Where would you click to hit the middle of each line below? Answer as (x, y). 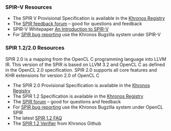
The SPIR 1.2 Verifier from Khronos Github (57, 123)
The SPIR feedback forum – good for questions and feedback (77, 24)
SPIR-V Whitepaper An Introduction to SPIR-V (61, 29)
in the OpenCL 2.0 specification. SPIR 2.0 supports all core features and (81, 70)
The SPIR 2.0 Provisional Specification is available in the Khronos (81, 85)
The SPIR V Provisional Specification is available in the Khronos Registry (89, 18)
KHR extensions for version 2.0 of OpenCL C (52, 75)
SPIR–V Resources (29, 7)
